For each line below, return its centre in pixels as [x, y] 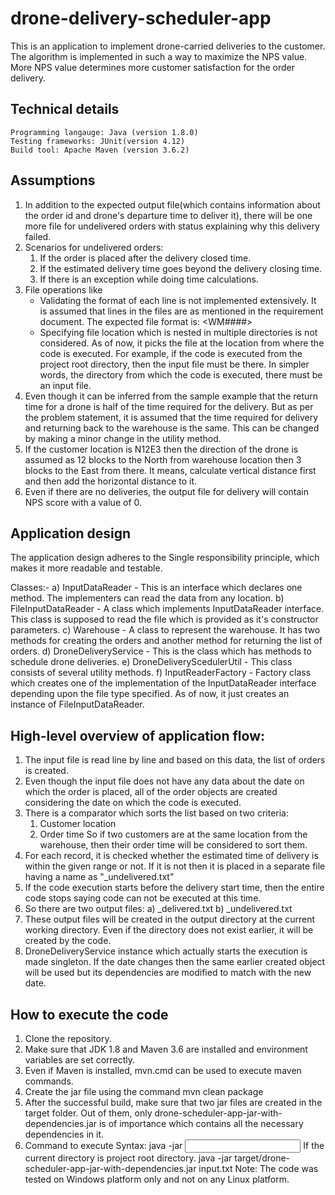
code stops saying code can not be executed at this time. [143, 898]
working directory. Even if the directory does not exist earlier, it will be [169, 930]
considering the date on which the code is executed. [133, 803]
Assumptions [53, 180]
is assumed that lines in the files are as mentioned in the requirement [181, 311]
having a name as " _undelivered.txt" [99, 877]
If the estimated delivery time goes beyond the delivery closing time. [181, 268]
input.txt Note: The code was [258, 1168]
